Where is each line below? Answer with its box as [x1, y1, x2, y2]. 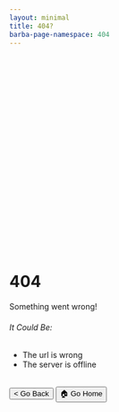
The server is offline [21, 359, 97, 370]
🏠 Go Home [59, 389, 103, 399]
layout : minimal [9, 13, 70, 22]
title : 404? [9, 22, 54, 31]
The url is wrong [21, 350, 83, 361]
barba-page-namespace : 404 [9, 30, 110, 39]
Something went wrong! [9, 301, 98, 312]
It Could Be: [9, 321, 53, 333]
